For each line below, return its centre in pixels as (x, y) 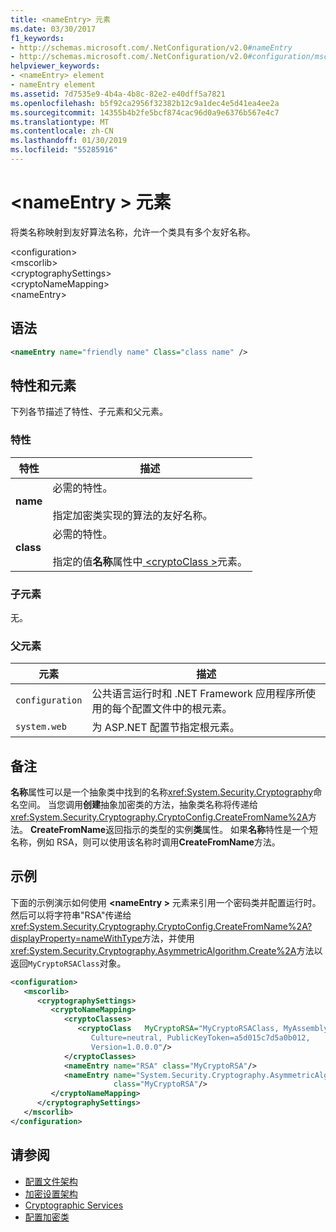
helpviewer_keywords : (55, 66)
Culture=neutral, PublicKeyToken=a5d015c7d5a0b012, (200, 1038)
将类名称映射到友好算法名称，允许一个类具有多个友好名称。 (133, 232)
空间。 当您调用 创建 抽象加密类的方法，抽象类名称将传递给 (138, 805)
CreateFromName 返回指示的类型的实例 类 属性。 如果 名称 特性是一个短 (174, 830)
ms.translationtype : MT (60, 122)
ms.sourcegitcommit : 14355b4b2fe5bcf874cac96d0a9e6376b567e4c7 (145, 112)
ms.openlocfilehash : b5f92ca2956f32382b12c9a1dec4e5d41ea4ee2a (145, 103)
